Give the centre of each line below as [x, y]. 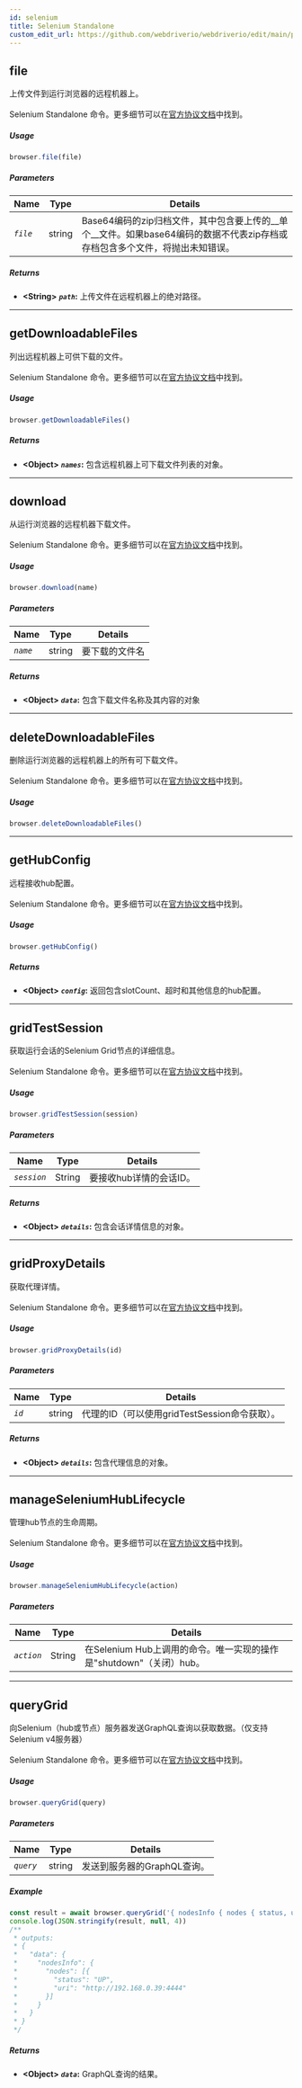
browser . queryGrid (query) [58, 1803]
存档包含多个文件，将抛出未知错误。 [158, 248]
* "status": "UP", [64, 1979]
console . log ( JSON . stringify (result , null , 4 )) [98, 1921]
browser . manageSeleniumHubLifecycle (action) [94, 1586]
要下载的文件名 [113, 651]
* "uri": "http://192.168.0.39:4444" [100, 1988]
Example [26, 1891]
